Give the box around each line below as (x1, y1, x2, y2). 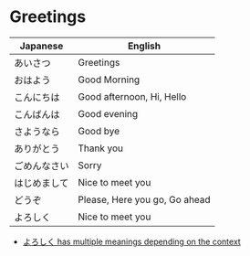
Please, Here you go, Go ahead (78, 193, 212, 206)
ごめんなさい (14, 159, 70, 172)
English (127, 39, 161, 52)
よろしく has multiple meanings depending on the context (22, 236, 242, 247)
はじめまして (14, 176, 69, 189)
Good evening (78, 107, 139, 120)
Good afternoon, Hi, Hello (78, 90, 187, 102)
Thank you (78, 142, 124, 155)
